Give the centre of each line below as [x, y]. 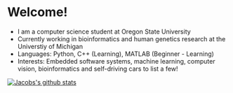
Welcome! [38, 12]
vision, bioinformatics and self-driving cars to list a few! [98, 69]
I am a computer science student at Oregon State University [104, 31]
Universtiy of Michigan [50, 46]
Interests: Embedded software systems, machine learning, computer [116, 61]
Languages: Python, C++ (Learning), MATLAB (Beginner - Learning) [115, 54]
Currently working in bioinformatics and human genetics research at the [121, 38]
